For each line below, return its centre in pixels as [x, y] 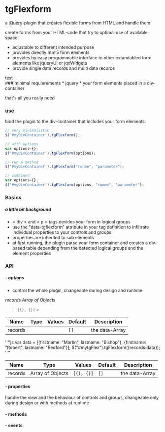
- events [14, 426]
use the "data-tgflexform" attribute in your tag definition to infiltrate [81, 227]
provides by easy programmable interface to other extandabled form [82, 57]
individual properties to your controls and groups [62, 232]
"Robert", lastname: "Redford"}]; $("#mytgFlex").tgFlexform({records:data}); [82, 347]
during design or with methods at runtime [47, 403]
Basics [13, 197]
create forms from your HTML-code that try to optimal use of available [76, 32]
